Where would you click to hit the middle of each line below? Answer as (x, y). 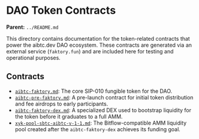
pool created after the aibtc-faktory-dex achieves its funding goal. (98, 129)
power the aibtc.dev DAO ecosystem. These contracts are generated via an (99, 45)
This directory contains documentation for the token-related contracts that (98, 38)
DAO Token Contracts (61, 10)
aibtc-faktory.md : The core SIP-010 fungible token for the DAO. (94, 91)
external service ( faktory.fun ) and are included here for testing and (90, 51)
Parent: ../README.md (32, 27)
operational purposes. (34, 58)
